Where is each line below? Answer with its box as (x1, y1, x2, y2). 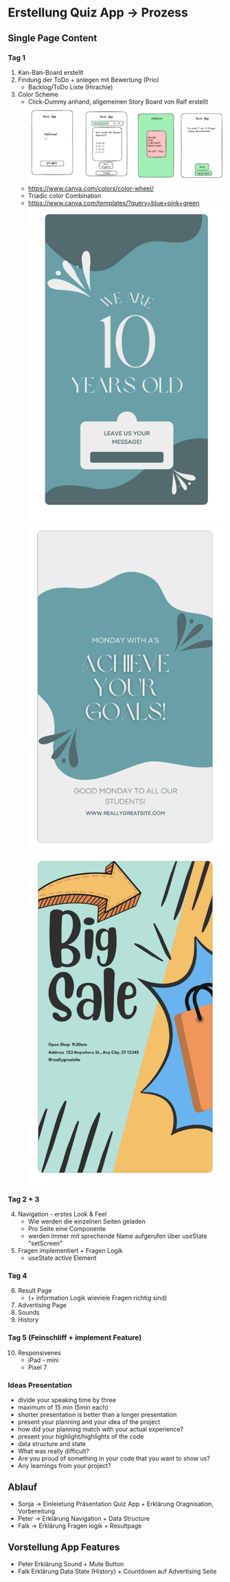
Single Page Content (8, 32, 97, 44)
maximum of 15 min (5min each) (17, 1403, 108, 1411)
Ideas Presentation (8, 1380, 73, 1390)
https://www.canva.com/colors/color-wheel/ (27, 184, 154, 192)
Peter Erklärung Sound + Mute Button (17, 1559, 124, 1568)
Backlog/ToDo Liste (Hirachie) (27, 82, 113, 91)
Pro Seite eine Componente (27, 1225, 106, 1233)
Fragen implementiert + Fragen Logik (17, 1247, 123, 1255)
